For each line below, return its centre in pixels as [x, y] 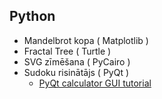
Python [32, 16]
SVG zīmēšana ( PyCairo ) [77, 61]
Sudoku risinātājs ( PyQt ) [76, 72]
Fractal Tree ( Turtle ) [67, 51]
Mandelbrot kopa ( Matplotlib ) [86, 40]
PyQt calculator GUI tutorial [95, 83]
